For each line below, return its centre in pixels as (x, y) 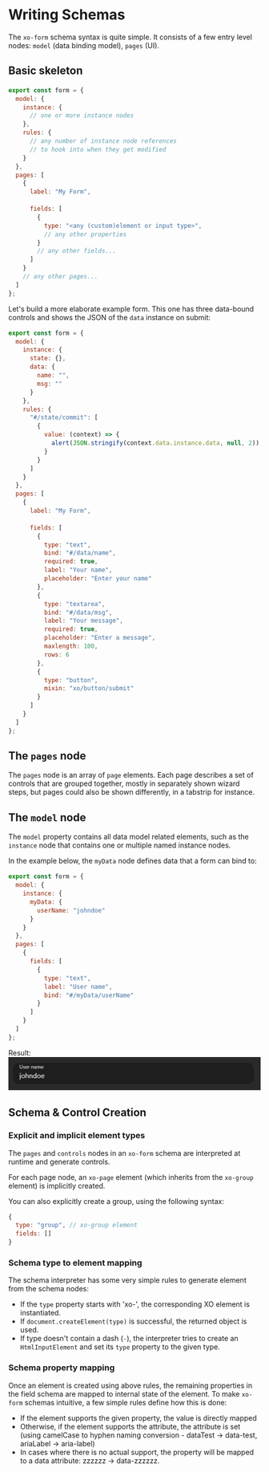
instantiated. (40, 1313)
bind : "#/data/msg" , (78, 612)
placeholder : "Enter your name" (98, 579)
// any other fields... (76, 251)
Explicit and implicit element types (77, 1136)
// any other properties (85, 234)
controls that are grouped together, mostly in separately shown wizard (124, 783)
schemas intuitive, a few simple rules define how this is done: (126, 1402)
